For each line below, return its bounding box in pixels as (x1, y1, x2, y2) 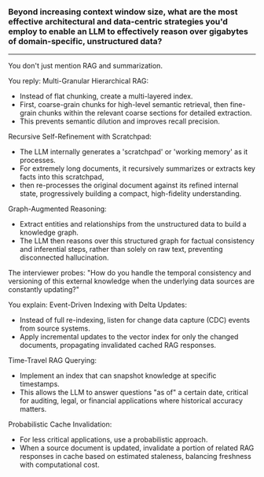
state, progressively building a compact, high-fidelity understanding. (19, 189, 242, 198)
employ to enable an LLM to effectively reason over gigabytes (8, 26, 249, 37)
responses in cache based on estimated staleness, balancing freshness (19, 452, 251, 461)
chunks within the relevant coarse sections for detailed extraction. (38, 109, 253, 118)
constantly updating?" (8, 285, 80, 294)
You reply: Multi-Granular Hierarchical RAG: (8, 76, 149, 86)
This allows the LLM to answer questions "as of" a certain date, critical (19, 388, 249, 397)
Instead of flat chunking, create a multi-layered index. (19, 91, 193, 101)
